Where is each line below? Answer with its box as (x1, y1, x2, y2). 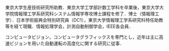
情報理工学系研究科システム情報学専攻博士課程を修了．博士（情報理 (14, 11, 155, 17)
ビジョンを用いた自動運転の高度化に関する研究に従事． (9, 40, 124, 46)
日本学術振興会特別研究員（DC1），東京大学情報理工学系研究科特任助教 (16, 17, 163, 23)
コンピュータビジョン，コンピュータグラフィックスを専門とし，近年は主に (5, 34, 159, 40)
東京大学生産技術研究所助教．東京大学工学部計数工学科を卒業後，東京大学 (5, 5, 159, 10)
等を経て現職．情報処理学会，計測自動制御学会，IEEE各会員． (5, 23, 134, 29)
